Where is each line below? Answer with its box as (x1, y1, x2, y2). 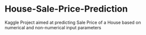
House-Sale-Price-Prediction (4, 3, 128, 15)
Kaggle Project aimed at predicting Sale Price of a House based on (4, 19, 141, 25)
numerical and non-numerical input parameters (4, 24, 101, 30)
